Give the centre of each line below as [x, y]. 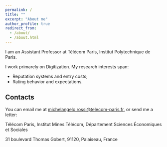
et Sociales [17, 130]
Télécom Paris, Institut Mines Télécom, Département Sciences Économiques [83, 124]
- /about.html [24, 38]
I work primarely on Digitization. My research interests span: [67, 67]
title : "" [15, 14]
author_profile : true [28, 24]
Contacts [20, 97]
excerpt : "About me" [27, 19]
